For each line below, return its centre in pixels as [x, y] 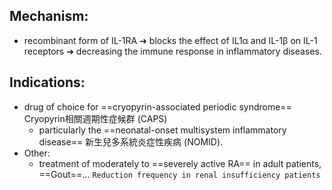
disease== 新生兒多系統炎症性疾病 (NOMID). [131, 141]
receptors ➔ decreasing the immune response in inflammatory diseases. [172, 51]
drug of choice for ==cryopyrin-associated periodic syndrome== [157, 106]
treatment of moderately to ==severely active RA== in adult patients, [180, 163]
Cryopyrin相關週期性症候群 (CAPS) [95, 118]
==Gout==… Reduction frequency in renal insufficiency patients [179, 174]
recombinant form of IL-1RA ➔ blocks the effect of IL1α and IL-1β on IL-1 [170, 40]
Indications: [47, 82]
